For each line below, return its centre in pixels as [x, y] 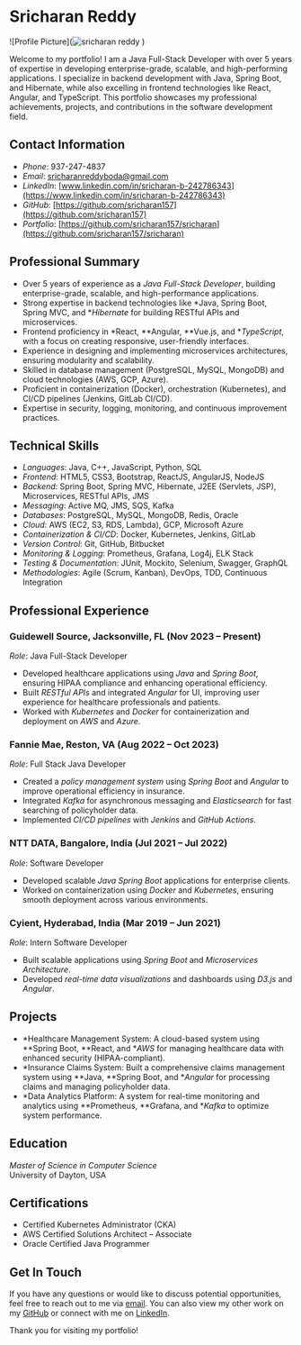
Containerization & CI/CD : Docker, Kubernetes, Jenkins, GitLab [139, 534]
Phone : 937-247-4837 [64, 166]
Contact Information [67, 145]
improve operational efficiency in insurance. [104, 791]
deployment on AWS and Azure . [81, 722]
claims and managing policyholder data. [96, 1086]
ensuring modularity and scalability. [88, 360]
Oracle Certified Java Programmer [86, 1244]
